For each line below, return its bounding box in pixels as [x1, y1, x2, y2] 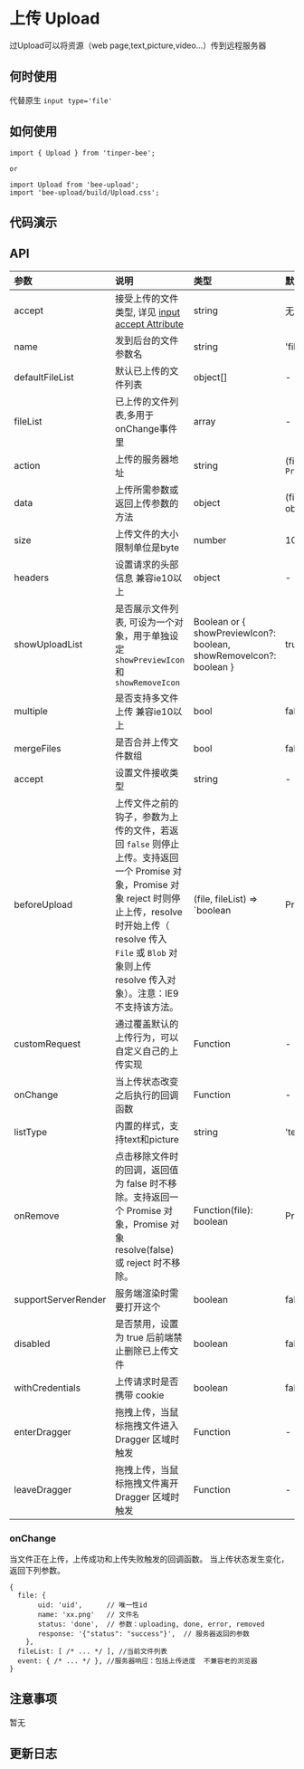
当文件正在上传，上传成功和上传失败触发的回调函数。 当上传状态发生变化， [9, 1554, 290, 1564]
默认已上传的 [114, 364, 170, 377]
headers [14, 571, 50, 584]
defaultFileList [14, 370, 74, 383]
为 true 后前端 [114, 1331, 174, 1343]
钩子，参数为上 [114, 810, 179, 823]
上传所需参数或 [114, 483, 179, 496]
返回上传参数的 [114, 497, 179, 510]
